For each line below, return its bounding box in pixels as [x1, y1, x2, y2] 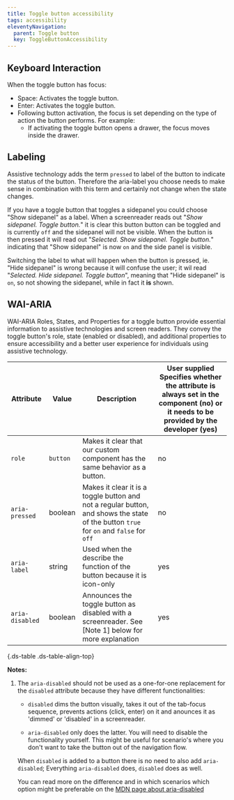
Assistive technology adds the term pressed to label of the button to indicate [7, 169, 226, 178]
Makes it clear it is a [82, 482, 148, 492]
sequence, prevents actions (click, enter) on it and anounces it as [27, 707, 216, 716]
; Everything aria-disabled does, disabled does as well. [42, 764, 203, 772]
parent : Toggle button [13, 29, 79, 37]
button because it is [82, 570, 148, 580]
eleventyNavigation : [7, 23, 68, 30]
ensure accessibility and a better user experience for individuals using [7, 339, 209, 347]
